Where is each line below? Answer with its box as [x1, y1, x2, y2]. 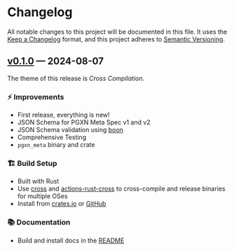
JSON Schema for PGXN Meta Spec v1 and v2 [17, 118, 151, 127]
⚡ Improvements [7, 92, 64, 102]
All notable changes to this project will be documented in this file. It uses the [7, 27, 228, 36]
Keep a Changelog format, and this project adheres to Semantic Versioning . [7, 34, 226, 43]
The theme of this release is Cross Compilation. [7, 74, 145, 82]
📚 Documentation [7, 217, 71, 227]
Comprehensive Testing [17, 133, 86, 141]
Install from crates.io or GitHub [17, 200, 106, 208]
